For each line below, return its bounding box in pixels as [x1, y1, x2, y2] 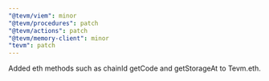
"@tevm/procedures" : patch [8, 19, 99, 27]
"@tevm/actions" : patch [8, 26, 88, 34]
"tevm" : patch [8, 42, 56, 50]
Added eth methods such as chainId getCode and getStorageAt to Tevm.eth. [8, 63, 261, 73]
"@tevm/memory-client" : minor [8, 34, 110, 43]
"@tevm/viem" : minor [8, 11, 78, 20]
